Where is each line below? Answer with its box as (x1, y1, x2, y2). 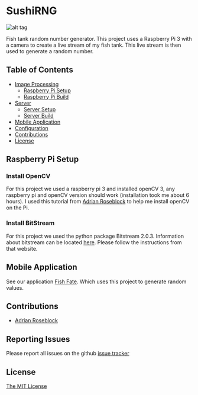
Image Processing (14, 80, 59, 88)
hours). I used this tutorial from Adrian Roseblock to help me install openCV (6, 198, 190, 205)
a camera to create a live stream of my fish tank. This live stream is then (6, 41, 181, 48)
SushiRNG (6, 4, 57, 18)
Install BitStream (6, 219, 55, 227)
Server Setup (23, 105, 56, 113)
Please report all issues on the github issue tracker (6, 350, 129, 357)
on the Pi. (6, 204, 30, 211)
